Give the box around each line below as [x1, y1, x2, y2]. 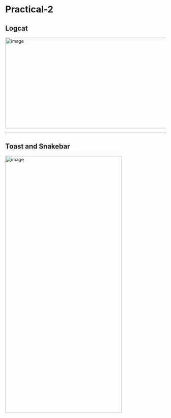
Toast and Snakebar [5, 142, 70, 151]
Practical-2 [5, 4, 53, 15]
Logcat [5, 24, 28, 33]
